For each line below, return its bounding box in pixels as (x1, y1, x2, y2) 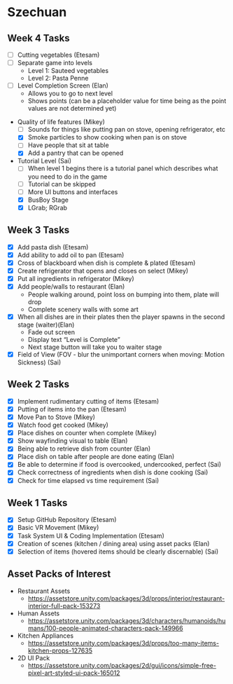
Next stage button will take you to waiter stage (27, 343, 162, 351)
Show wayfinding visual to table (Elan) (17, 437, 128, 445)
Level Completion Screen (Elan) (17, 81, 108, 90)
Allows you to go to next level (27, 89, 113, 98)
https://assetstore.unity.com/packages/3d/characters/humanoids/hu (27, 616, 226, 624)
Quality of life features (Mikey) (17, 118, 105, 126)
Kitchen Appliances (17, 631, 74, 640)
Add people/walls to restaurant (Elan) (17, 282, 125, 291)
